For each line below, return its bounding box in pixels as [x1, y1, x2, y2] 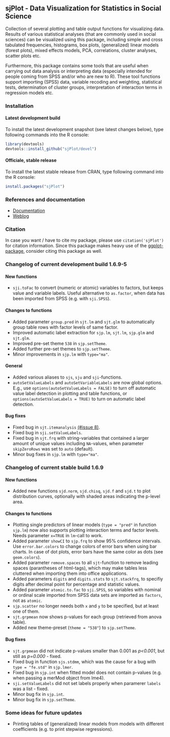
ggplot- [148, 243, 164, 249]
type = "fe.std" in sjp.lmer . [12, 664, 73, 670]
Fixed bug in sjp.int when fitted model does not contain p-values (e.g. [12, 669, 162, 675]
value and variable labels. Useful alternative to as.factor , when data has [12, 290, 165, 296]
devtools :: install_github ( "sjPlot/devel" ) [5, 146, 97, 151]
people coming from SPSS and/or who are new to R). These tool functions [5, 73, 160, 80]
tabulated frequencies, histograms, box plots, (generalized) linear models [5, 42, 159, 48]
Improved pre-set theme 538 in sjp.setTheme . [12, 340, 107, 346]
